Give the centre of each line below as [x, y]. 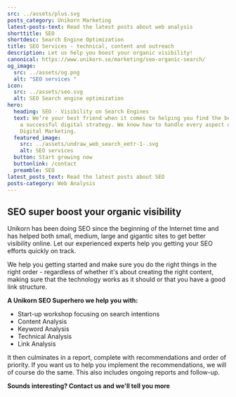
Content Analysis [42, 322]
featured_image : [37, 137]
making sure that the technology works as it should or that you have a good [117, 280]
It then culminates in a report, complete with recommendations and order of [117, 358]
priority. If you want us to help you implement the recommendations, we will [117, 365]
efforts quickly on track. [42, 251]
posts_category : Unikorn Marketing [59, 20]
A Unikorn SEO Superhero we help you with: [73, 301]
